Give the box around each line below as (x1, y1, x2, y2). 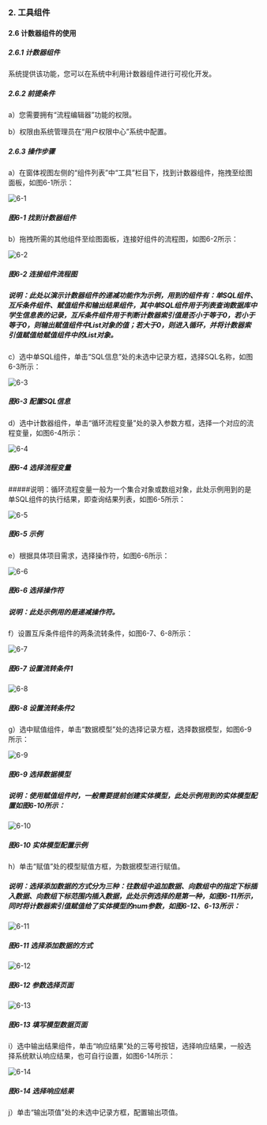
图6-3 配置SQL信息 (8, 397, 71, 406)
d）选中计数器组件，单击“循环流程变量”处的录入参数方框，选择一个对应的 (8, 418, 247, 428)
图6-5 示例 (8, 529, 43, 539)
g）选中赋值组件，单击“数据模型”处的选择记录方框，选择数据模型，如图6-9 (8, 724, 252, 734)
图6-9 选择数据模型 (8, 770, 71, 779)
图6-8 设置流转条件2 (8, 703, 75, 713)
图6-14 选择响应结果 (8, 1086, 74, 1096)
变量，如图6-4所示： (14, 428, 83, 437)
